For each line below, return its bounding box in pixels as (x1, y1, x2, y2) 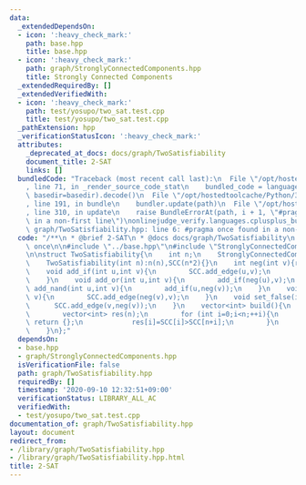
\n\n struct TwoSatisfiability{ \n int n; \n (25, 250, 202, 259)
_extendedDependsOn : (17, 22, 96, 31)
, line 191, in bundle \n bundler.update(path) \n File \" (25, 199, 262, 209)
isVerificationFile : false (17, 360, 120, 369)
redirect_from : (9, 436, 67, 446)
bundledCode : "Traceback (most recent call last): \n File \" (17, 174, 259, 183)
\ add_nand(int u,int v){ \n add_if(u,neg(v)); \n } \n (25, 284, 271, 293)
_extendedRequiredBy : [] (17, 81, 112, 90)
